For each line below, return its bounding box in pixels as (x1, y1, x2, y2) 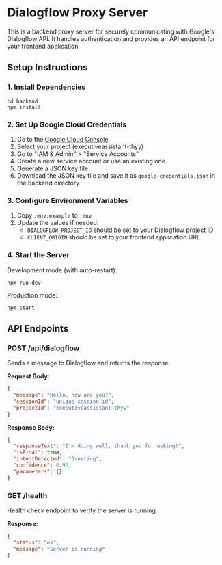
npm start (7, 304, 36, 311)
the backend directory (16, 179, 80, 187)
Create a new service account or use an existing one (16, 157, 166, 165)
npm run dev (7, 279, 41, 286)
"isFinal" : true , (13, 449, 63, 456)
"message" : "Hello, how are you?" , (13, 392, 115, 399)
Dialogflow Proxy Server (7, 5, 148, 21)
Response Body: (7, 423, 55, 432)
